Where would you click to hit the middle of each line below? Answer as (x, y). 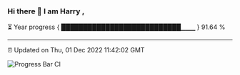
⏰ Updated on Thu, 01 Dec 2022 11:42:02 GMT (76, 50)
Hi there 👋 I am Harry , (46, 11)
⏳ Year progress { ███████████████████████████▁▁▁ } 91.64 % (116, 27)
